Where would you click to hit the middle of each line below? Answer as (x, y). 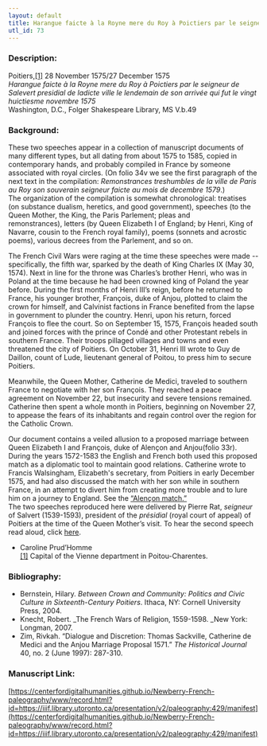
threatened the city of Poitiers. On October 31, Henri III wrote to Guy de (124, 349)
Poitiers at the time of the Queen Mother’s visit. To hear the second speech (131, 523)
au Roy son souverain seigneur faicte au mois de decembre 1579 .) (117, 189)
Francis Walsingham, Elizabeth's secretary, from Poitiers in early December (132, 473)
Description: (33, 58)
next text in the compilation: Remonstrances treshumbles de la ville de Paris (132, 181)
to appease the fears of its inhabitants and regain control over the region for (132, 415)
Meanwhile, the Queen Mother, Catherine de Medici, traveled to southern (128, 381)
